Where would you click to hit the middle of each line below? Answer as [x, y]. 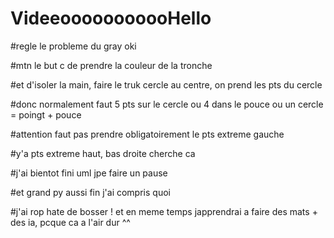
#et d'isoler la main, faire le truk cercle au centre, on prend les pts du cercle [166, 84]
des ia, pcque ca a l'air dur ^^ [70, 222]
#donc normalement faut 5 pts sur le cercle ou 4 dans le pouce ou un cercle [167, 104]
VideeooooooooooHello [111, 18]
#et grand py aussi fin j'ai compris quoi [90, 192]
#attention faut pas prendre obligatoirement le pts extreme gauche [147, 134]
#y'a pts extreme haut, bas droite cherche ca [103, 153]
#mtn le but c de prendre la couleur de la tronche [111, 65]
